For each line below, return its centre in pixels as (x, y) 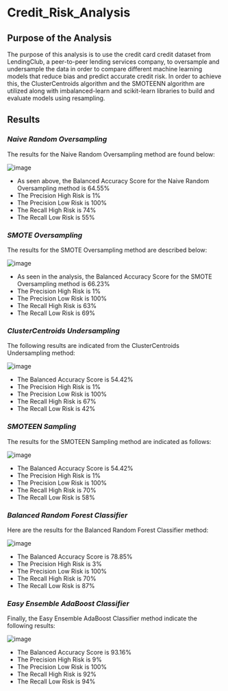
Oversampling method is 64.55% (63, 188)
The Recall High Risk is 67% (56, 401)
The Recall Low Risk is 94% (56, 681)
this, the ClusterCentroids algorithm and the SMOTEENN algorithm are (106, 83)
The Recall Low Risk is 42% (56, 409)
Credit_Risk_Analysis (69, 13)
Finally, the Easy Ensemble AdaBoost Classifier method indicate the (102, 618)
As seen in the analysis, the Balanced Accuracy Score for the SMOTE (114, 277)
